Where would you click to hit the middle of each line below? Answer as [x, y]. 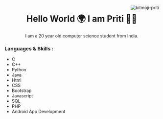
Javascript [22, 96]
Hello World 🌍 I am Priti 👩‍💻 [82, 19]
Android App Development [38, 112]
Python [19, 70]
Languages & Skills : [29, 48]
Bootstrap [22, 90]
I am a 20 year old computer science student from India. [82, 36]
